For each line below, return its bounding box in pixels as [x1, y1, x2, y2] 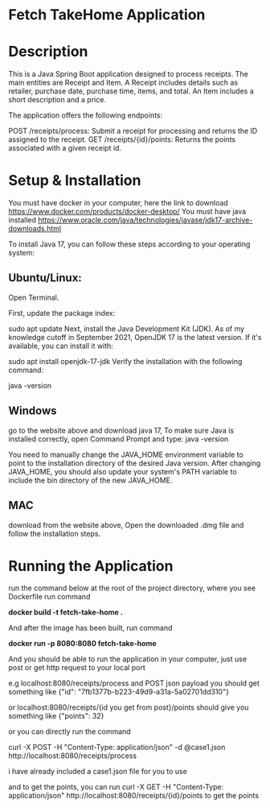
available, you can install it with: [8, 341, 114, 350]
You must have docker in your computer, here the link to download [8, 198, 229, 208]
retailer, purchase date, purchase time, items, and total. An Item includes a [8, 86, 255, 96]
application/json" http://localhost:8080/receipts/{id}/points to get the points [8, 791, 260, 801]
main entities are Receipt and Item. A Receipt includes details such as [8, 78, 239, 88]
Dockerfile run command [8, 592, 91, 602]
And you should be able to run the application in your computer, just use [8, 654, 247, 664]
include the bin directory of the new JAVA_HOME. [8, 475, 173, 485]
